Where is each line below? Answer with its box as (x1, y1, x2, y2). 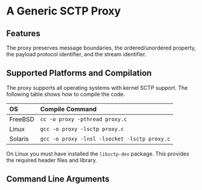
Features (6, 28, 41, 39)
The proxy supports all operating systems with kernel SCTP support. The (6, 84, 188, 91)
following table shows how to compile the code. (6, 90, 125, 98)
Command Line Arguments (6, 174, 110, 185)
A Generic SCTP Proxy (6, 4, 121, 18)
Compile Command (40, 104, 97, 113)
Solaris (9, 135, 29, 143)
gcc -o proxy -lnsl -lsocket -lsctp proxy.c (40, 135, 171, 142)
